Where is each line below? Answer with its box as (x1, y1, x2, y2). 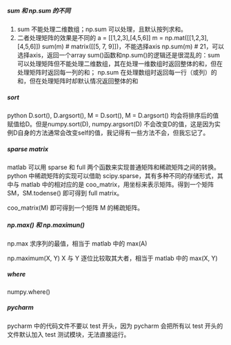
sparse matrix (7, 145, 49, 153)
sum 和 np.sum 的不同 (7, 6, 71, 14)
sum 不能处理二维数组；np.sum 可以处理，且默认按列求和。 (17, 25, 188, 33)
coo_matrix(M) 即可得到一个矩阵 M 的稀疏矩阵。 (7, 204, 144, 212)
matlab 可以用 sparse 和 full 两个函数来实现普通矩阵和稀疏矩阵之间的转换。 (7, 163, 221, 171)
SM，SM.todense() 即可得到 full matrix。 (7, 188, 123, 197)
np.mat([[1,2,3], (165, 33, 209, 41)
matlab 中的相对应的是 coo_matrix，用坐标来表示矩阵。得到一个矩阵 (20, 180, 214, 188)
